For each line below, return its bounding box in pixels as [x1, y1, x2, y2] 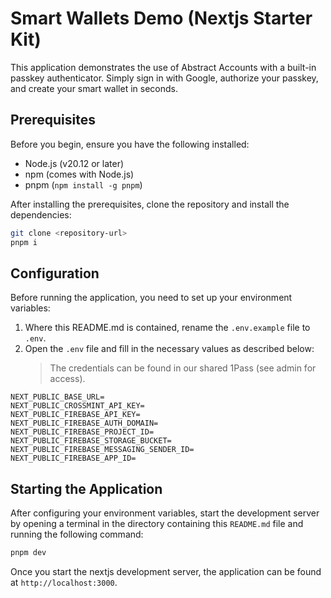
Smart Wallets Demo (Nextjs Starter [10, 7, 313, 30]
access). [49, 373, 86, 385]
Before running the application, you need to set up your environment [10, 292, 293, 304]
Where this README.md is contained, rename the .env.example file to [24, 322, 311, 334]
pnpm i [10, 237, 38, 247]
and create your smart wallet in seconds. [10, 82, 178, 94]
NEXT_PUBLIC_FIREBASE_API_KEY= [10, 410, 141, 420]
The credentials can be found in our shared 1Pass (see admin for [49, 362, 317, 374]
